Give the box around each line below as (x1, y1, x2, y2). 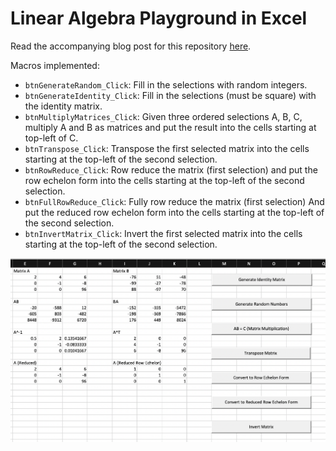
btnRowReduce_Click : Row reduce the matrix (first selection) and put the (24, 163, 318, 176)
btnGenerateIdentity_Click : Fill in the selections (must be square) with (24, 89, 317, 101)
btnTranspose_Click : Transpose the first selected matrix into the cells (24, 142, 310, 154)
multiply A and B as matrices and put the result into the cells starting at (24, 121, 317, 133)
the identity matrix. (24, 100, 103, 112)
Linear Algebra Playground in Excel (10, 7, 308, 30)
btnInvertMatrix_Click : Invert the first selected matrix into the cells (24, 227, 303, 239)
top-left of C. (24, 132, 79, 144)
